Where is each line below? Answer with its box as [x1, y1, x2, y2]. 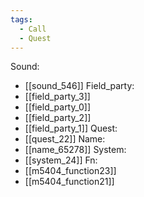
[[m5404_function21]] [24, 176, 115, 188]
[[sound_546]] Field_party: [24, 80, 135, 92]
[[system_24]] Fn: [24, 154, 98, 166]
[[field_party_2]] [24, 112, 92, 124]
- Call [19, 24, 47, 34]
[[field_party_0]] [24, 101, 92, 113]
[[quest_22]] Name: [24, 133, 106, 145]
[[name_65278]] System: [24, 144, 127, 156]
